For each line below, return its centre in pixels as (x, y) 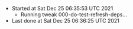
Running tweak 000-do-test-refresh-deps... (74, 14)
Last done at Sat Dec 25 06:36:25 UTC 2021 (66, 21)
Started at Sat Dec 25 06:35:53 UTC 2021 (62, 8)
